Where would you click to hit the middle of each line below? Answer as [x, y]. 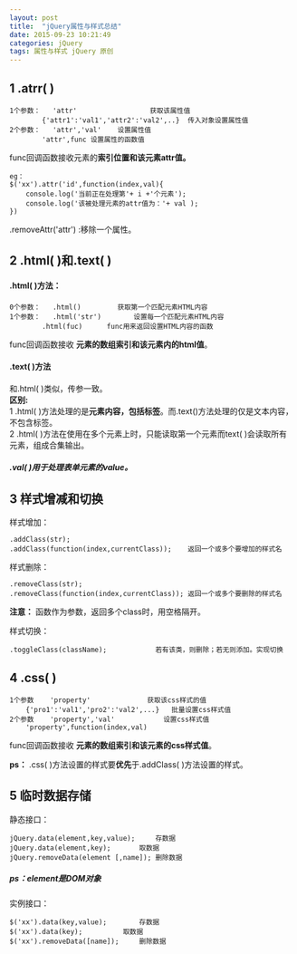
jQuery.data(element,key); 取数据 [85, 848]
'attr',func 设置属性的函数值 [93, 140]
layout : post [34, 18]
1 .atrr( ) [32, 88]
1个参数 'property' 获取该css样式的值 [108, 700]
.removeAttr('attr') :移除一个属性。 [73, 229]
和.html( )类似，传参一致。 [58, 388]
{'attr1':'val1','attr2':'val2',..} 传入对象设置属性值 [145, 120]
